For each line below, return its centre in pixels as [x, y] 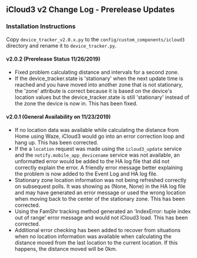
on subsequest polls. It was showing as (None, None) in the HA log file [100, 186]
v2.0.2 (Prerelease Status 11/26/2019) [53, 59]
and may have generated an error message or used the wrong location [100, 193]
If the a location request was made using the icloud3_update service [98, 149]
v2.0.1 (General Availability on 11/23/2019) [59, 117]
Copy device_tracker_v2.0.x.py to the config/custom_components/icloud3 [96, 39]
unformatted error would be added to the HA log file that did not [92, 161]
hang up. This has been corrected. [56, 143]
